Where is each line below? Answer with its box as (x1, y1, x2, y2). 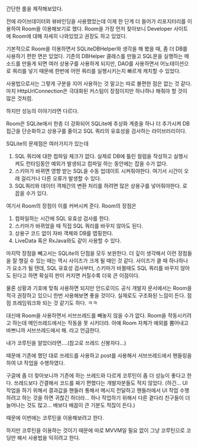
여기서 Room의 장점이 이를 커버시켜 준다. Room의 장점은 (6, 202, 137, 209)
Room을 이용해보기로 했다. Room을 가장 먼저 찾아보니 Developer (21, 25, 173, 32)
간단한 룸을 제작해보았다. (6, 5, 63, 12)
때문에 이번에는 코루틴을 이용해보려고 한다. (6, 414, 105, 421)
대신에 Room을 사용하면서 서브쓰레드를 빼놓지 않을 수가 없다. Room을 (6, 312, 167, 319)
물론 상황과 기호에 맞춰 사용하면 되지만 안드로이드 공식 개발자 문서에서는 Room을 (6, 285, 192, 292)
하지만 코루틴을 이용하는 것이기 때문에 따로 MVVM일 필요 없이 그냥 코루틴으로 (6, 427, 185, 434)
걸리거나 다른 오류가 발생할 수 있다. (21, 175, 102, 182)
